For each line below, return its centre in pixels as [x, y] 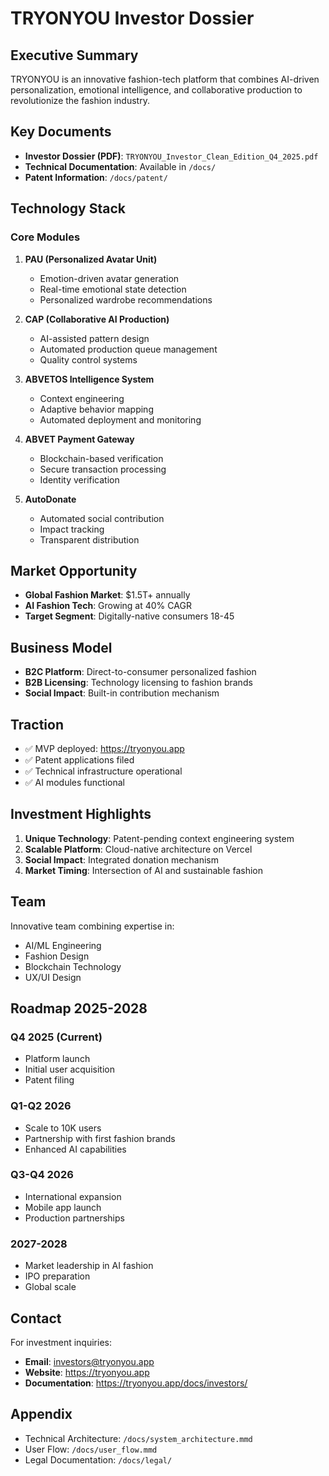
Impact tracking [72, 529]
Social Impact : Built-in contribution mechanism [122, 693]
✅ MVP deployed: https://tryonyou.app [104, 748]
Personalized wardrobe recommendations [126, 299]
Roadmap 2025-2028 [79, 1008]
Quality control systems [88, 359]
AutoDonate [50, 499]
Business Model [61, 647]
